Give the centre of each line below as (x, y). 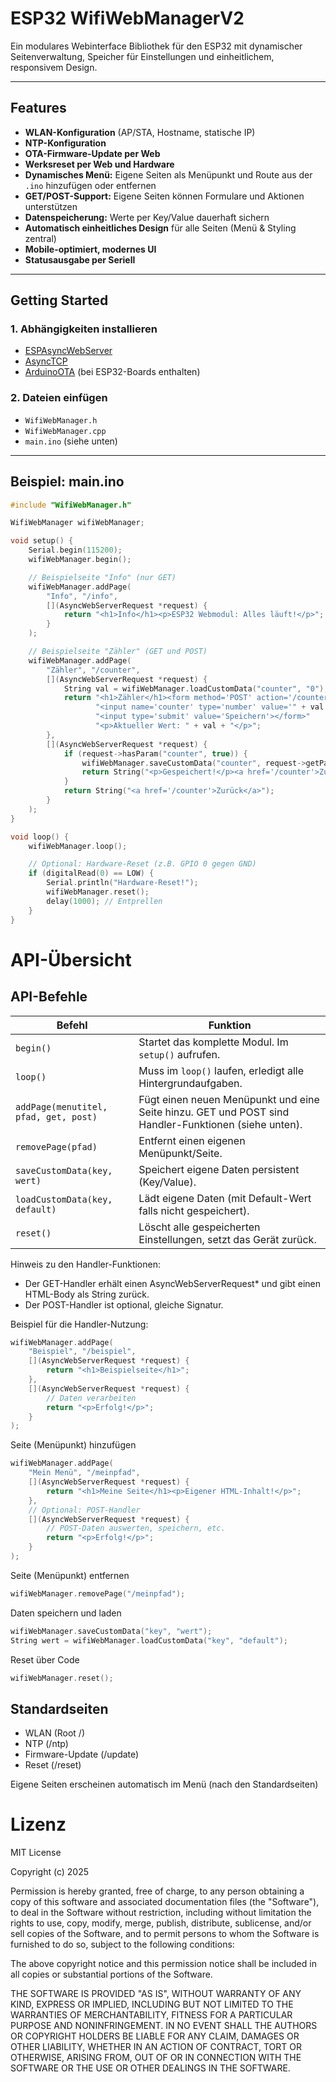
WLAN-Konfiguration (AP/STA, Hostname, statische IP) (140, 132)
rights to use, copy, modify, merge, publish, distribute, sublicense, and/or (161, 1923)
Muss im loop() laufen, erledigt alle (221, 1070)
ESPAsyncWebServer (68, 351)
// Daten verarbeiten (91, 1398)
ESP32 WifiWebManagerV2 (127, 18)
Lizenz (38, 1824)
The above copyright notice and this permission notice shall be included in (163, 1964)
